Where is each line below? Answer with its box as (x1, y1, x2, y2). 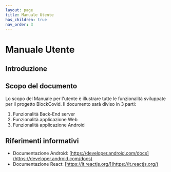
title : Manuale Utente (5, 12, 54, 17)
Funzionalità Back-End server (12, 111, 75, 117)
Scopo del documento (5, 82, 78, 90)
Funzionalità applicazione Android (12, 122, 85, 128)
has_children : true (5, 17, 47, 22)
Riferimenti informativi (5, 137, 79, 145)
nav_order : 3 (5, 22, 33, 27)
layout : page (5, 7, 33, 13)
